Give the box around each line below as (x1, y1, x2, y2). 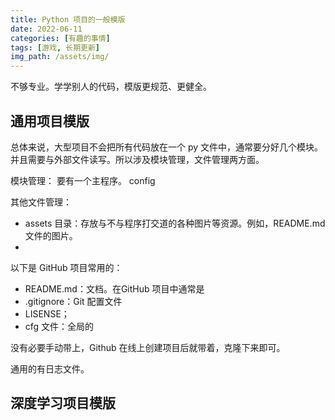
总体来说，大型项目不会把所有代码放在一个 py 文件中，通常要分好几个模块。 (10, 141, 324, 153)
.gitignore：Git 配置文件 (24, 295, 123, 307)
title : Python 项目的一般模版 (10, 14, 126, 25)
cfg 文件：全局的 (24, 320, 95, 332)
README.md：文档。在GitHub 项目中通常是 (24, 282, 205, 295)
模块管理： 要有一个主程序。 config (10, 174, 156, 186)
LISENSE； (24, 307, 70, 320)
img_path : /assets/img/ (10, 52, 110, 62)
